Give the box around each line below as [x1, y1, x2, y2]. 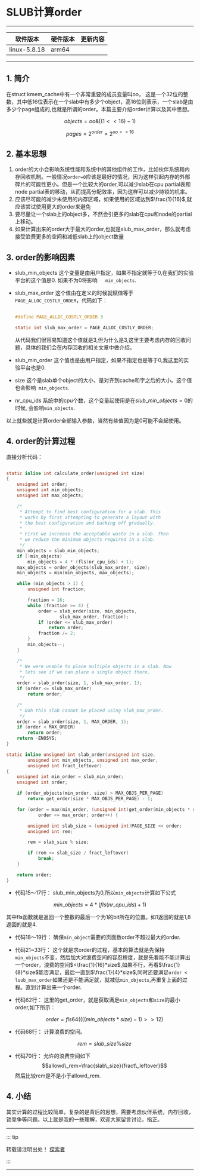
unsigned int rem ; [27, 828, 73, 834]
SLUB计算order [6, 5, 82, 19]
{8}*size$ [14, 969, 39, 976]
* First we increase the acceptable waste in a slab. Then [19, 531, 169, 537]
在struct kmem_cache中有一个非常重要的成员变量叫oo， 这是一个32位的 [6, 90, 183, 97]
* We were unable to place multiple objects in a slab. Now [19, 663, 171, 669]
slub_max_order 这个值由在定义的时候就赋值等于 [14, 289, 134, 296]
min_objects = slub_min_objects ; [17, 547, 100, 553]
